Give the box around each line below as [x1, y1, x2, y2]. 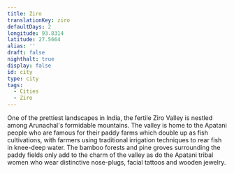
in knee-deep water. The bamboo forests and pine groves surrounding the [7, 144, 221, 151]
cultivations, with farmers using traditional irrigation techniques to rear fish [7, 136, 222, 144]
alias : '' [7, 43, 36, 50]
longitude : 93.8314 [7, 29, 64, 37]
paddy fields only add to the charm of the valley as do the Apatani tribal [7, 151, 214, 159]
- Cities [13, 88, 39, 95]
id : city [7, 68, 33, 75]
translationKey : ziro [7, 17, 71, 24]
